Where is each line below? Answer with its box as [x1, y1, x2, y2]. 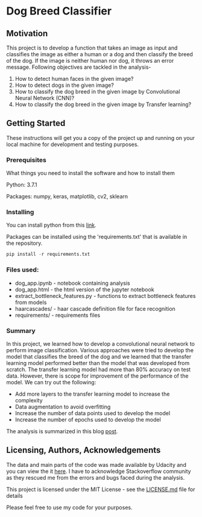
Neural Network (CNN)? [14, 95, 75, 101]
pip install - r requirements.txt [6, 252, 90, 258]
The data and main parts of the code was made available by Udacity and [6, 461, 187, 468]
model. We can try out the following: [6, 378, 96, 385]
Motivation [6, 28, 48, 39]
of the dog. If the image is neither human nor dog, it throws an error [6, 57, 174, 64]
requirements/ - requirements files [14, 311, 101, 319]
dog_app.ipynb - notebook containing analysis [14, 279, 131, 287]
